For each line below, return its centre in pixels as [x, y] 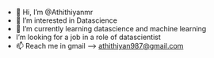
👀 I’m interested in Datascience [66, 20]
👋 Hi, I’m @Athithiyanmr [54, 12]
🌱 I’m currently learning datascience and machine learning [111, 29]
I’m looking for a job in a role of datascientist [88, 37]
